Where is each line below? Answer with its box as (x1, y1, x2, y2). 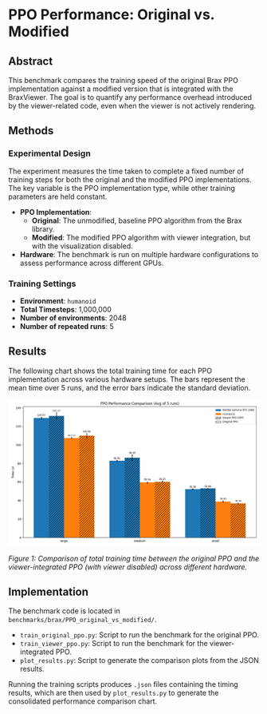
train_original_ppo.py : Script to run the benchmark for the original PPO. (19, 630, 259, 640)
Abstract (8, 54, 53, 68)
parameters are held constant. (8, 192, 108, 201)
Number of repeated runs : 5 (19, 321, 114, 331)
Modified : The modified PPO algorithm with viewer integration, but (31, 232, 251, 242)
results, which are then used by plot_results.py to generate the (8, 688, 219, 698)
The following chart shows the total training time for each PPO (8, 366, 213, 375)
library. (31, 224, 55, 233)
